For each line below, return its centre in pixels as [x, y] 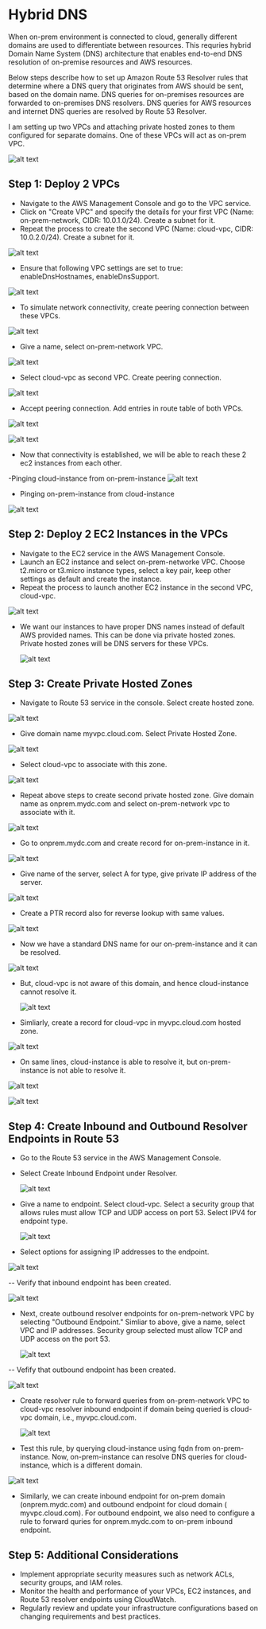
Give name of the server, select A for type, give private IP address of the [138, 874]
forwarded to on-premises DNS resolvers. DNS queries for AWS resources [130, 103]
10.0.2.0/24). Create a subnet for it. [77, 237]
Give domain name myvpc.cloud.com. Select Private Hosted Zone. [128, 734]
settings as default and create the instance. [91, 579]
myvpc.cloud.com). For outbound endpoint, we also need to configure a [137, 1513]
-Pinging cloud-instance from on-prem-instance [87, 478]
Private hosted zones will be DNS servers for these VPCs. [114, 643]
